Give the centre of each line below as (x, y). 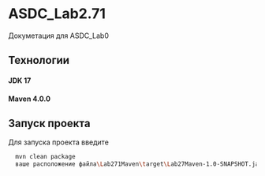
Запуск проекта (49, 123)
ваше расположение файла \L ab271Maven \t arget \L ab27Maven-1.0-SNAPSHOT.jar (139, 164)
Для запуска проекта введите (58, 142)
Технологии (39, 60)
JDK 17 (20, 81)
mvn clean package (46, 157)
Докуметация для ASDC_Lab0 (58, 36)
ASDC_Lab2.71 (57, 14)
